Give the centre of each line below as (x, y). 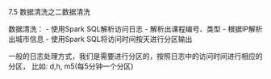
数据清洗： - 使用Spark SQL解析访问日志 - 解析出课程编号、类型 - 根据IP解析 (135, 29)
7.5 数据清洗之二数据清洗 (50, 12)
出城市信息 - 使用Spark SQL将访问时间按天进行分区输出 (100, 39)
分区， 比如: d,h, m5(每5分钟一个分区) (71, 66)
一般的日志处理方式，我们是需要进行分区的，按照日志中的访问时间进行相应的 (135, 56)
